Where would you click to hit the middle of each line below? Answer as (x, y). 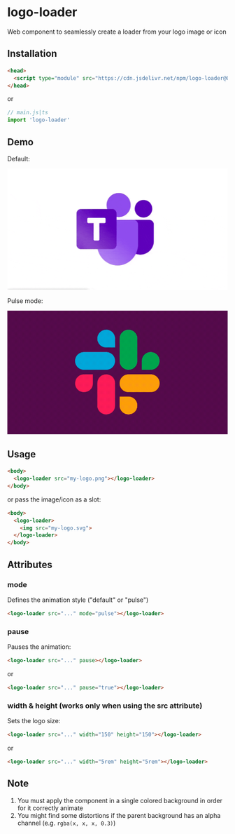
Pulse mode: (25, 301)
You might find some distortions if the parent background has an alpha (119, 815)
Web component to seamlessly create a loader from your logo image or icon (117, 32)
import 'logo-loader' (39, 120)
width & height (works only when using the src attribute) (105, 706)
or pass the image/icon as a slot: (54, 499)
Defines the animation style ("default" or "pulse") (78, 600)
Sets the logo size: (34, 721)
